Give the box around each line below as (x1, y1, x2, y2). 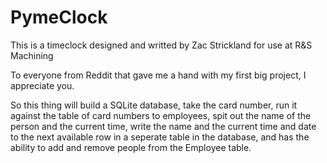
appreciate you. (10, 79, 75, 91)
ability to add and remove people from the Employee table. (10, 141, 252, 153)
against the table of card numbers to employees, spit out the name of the (10, 109, 312, 121)
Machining (10, 49, 54, 61)
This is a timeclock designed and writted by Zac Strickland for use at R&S (10, 39, 313, 51)
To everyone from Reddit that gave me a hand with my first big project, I (10, 69, 307, 81)
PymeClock (10, 6, 108, 29)
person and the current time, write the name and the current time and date (10, 120, 317, 132)
